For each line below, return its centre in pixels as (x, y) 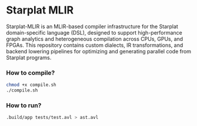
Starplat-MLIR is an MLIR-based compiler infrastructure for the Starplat (92, 26)
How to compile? (31, 73)
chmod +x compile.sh (31, 85)
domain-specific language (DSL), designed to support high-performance (94, 32)
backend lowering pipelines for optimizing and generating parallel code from (99, 51)
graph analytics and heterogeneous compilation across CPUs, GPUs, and (95, 39)
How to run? (24, 105)
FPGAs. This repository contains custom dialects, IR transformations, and (95, 45)
